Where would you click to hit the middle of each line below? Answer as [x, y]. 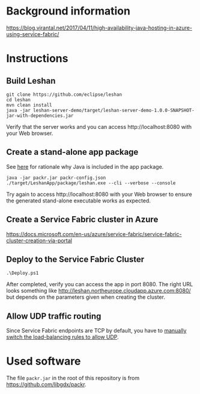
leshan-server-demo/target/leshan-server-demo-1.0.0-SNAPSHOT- [114, 110]
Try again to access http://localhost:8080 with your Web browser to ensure [99, 194]
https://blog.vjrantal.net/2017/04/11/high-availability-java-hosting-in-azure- [99, 28]
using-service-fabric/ [33, 34]
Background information [68, 11]
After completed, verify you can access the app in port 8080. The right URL [100, 284]
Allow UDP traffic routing [54, 316]
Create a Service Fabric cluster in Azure [82, 220]
